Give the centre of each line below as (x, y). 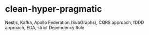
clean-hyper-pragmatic (54, 9)
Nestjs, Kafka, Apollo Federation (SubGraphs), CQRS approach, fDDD (75, 22)
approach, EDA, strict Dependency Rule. (46, 27)
